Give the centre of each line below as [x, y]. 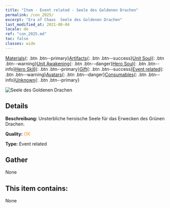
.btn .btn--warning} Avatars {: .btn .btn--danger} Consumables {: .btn [76, 74]
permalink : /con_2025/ [29, 15]
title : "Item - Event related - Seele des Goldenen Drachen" [72, 10]
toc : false [17, 39]
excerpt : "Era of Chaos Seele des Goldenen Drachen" [64, 20]
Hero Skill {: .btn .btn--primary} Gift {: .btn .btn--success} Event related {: [89, 69]
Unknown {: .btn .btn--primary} [47, 80]
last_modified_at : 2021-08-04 [38, 24]
